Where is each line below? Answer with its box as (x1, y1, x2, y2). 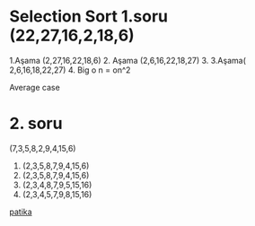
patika (9, 206, 33, 217)
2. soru (9, 114, 63, 134)
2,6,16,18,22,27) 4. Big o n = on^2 (9, 65, 131, 75)
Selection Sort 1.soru (9, 6, 169, 27)
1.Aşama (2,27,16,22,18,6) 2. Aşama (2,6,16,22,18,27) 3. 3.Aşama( (9, 55, 247, 65)
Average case (9, 82, 60, 92)
